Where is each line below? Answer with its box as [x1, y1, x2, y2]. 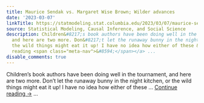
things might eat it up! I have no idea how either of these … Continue [6, 83, 178, 91]
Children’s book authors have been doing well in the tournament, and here [6, 70, 191, 78]
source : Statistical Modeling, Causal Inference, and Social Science [6, 25, 186, 32]
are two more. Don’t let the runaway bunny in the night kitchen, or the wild [6, 77, 192, 84]
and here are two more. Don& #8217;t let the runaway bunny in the [12, 37, 183, 43]
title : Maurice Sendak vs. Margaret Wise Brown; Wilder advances [6, 8, 175, 15]
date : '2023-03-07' [6, 15, 56, 21]
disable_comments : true [6, 54, 67, 60]
